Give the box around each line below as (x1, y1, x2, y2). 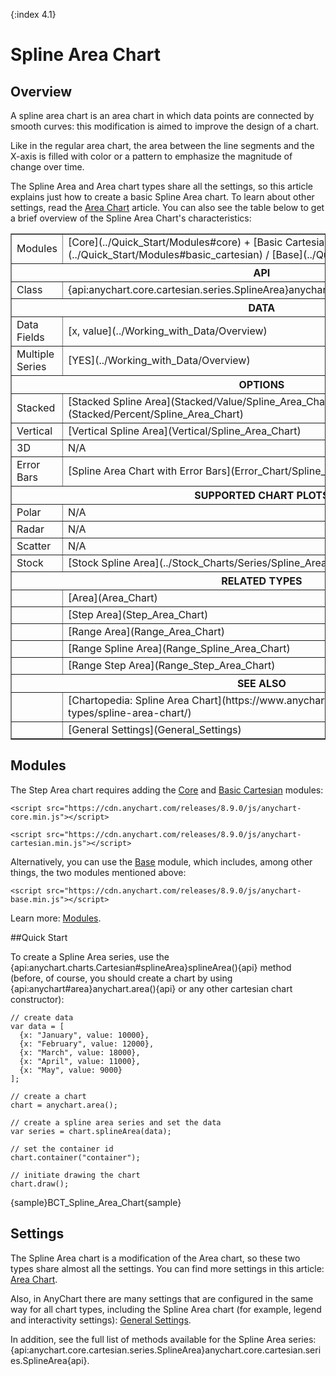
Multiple (16, 347, 55, 361)
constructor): (10, 993, 65, 1005)
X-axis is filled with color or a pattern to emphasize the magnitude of (10, 150, 293, 162)
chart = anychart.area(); (10, 1100, 118, 1110)
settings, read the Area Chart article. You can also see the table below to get (10, 202, 325, 213)
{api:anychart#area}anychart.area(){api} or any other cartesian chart (10, 982, 293, 994)
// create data (10, 1012, 74, 1023)
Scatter (16, 539, 52, 553)
